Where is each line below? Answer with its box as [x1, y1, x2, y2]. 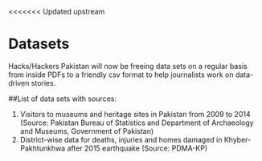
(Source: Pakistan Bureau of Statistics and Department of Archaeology [19, 118, 255, 127]
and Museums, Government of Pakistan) [19, 126, 154, 135]
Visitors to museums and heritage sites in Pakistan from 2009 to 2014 [19, 109, 251, 119]
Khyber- [223, 135, 252, 144]
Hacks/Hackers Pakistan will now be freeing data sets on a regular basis [8, 61, 248, 70]
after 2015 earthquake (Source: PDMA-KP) [67, 143, 207, 153]
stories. [31, 78, 56, 87]
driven [8, 78, 30, 87]
